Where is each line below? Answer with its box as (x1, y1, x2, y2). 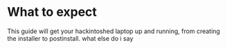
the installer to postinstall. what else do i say (7, 34, 134, 42)
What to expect (7, 4, 97, 20)
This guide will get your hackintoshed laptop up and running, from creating (7, 27, 220, 35)
